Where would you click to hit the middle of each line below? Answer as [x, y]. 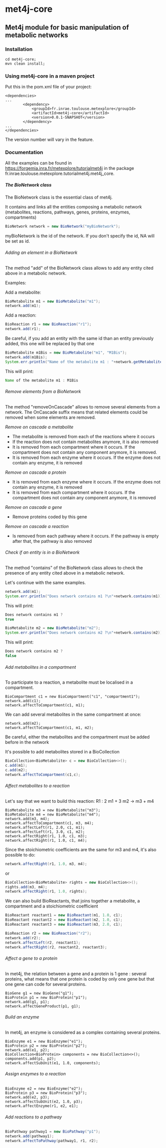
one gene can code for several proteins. [46, 984]
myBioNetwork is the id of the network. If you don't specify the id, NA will [80, 236]
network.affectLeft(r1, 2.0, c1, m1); [45, 827]
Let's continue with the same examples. [45, 582]
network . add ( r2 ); [23, 938]
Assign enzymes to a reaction [35, 1074]
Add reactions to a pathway [34, 1117]
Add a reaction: [21, 315]
